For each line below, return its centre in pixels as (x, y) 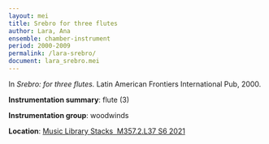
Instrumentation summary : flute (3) (69, 100)
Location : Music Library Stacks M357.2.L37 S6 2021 (97, 131)
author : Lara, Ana (39, 31)
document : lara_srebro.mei (54, 61)
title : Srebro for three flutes (63, 23)
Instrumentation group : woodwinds (69, 115)
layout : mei (28, 16)
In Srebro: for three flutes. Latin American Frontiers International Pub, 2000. (135, 84)
